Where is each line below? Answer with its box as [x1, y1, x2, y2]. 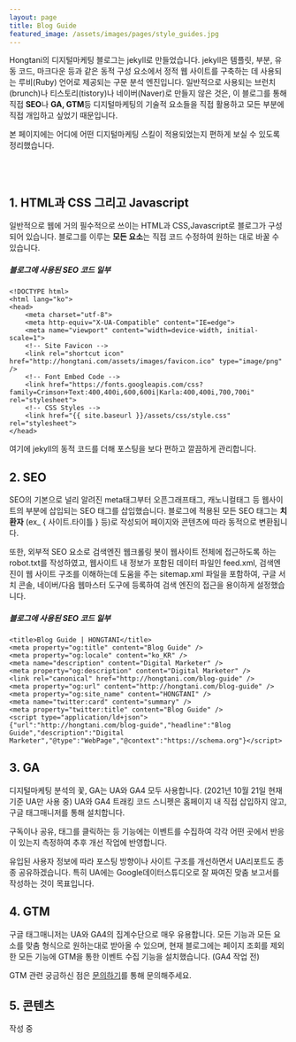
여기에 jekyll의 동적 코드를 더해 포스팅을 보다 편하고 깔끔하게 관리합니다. [9, 444, 256, 455]
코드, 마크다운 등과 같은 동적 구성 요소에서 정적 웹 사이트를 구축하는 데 [18, 66, 259, 76]
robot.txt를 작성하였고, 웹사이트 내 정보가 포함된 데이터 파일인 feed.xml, [9, 557, 258, 568]
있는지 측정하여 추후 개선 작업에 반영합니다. [18, 836, 168, 847]
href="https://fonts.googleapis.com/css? [48, 380, 203, 390]
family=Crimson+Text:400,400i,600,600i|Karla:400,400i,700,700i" [9, 388, 254, 397]
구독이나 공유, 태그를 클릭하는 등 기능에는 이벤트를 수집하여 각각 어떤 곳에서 [9, 826, 269, 836]
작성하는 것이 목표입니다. [9, 878, 95, 889]
